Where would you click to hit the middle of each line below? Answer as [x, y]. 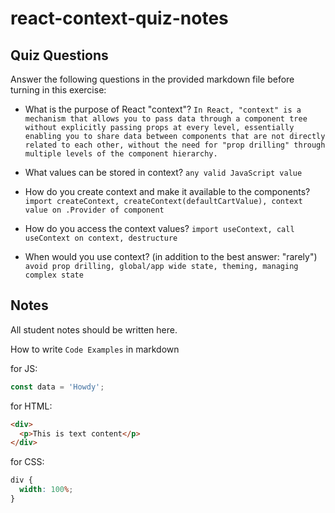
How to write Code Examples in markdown [95, 349]
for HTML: [31, 406]
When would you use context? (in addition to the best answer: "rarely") [171, 256]
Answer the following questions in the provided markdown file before [152, 79]
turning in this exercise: [58, 90]
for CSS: [27, 462]
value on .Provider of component [94, 210]
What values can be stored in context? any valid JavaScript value [163, 172]
